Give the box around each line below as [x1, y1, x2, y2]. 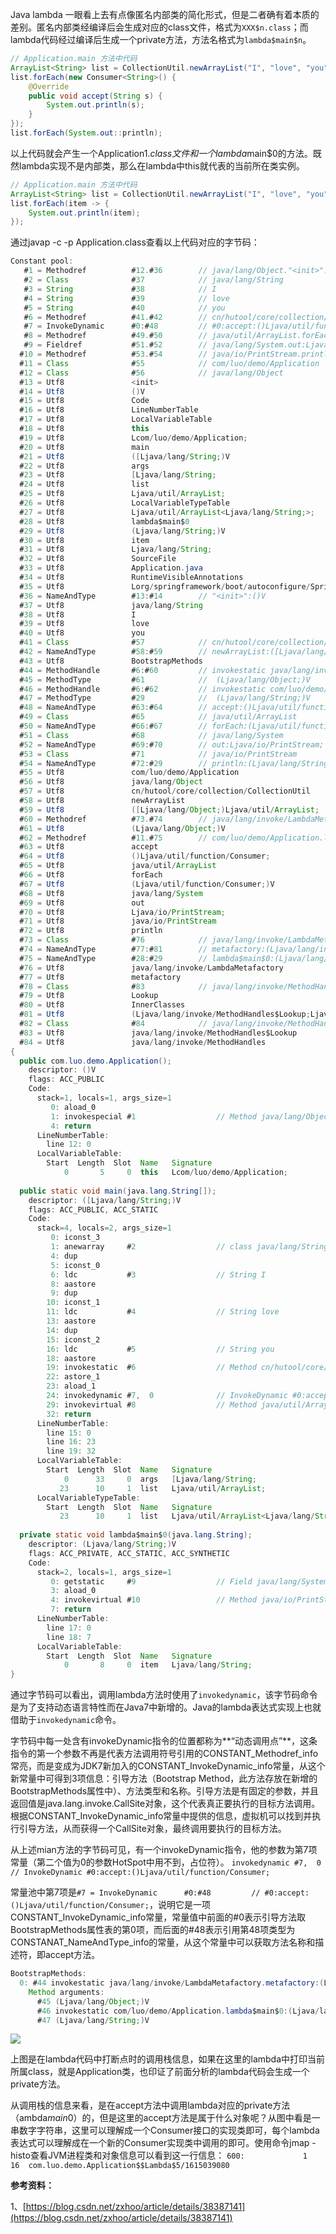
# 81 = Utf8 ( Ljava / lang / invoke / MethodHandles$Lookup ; [19, 1009, 311, 1020]
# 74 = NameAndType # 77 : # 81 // [19, 944, 208, 954]
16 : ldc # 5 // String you [46, 1344, 275, 1354]
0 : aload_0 [50, 1102, 97, 1112]
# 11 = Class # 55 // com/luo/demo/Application [19, 358, 320, 368]
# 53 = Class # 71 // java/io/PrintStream [19, 749, 298, 759]
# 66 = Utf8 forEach [19, 870, 163, 880]
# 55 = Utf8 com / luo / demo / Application [19, 768, 240, 778]
